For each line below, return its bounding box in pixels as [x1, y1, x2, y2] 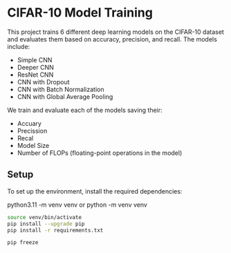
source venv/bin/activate [7, 214, 82, 221]
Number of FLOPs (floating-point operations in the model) [17, 149, 183, 157]
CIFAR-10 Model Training [7, 5, 154, 21]
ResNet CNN [17, 71, 54, 79]
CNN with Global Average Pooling [17, 92, 113, 101]
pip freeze [7, 239, 39, 246]
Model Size [17, 141, 50, 149]
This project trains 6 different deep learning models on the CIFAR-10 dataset [7, 28, 225, 36]
